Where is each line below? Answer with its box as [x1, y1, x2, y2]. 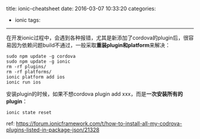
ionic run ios [6, 79, 42, 85]
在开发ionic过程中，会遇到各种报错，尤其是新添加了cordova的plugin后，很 [6, 34, 189, 41]
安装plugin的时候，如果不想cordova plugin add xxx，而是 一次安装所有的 [6, 90, 183, 97]
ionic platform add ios [6, 74, 65, 80]
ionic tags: [14, 17, 40, 23]
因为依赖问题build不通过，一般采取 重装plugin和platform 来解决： [11, 41, 171, 49]
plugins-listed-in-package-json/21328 [6, 127, 100, 133]
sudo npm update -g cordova [6, 53, 76, 59]
